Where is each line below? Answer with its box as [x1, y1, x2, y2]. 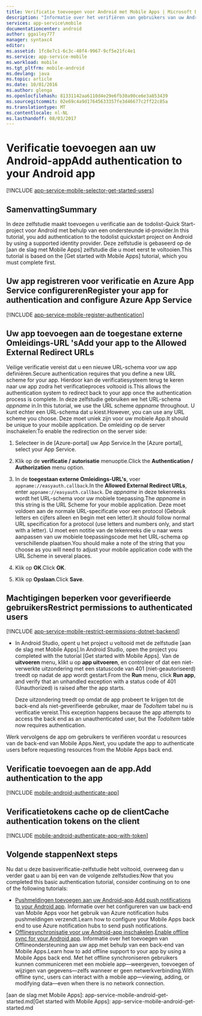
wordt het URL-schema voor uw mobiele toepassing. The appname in [14, 494, 186, 502]
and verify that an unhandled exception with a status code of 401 [14, 678, 176, 685]
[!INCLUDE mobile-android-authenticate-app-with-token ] [6, 832, 148, 839]
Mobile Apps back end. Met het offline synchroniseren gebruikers [14, 954, 178, 961]
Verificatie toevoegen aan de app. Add [6, 763, 151, 774]
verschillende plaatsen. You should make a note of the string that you [14, 539, 185, 546]
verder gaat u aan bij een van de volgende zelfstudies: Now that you [6, 872, 174, 879]
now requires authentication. [14, 722, 86, 729]
